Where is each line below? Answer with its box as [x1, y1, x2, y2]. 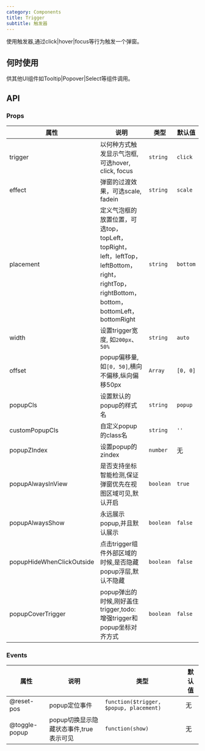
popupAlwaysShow [9, 518, 65, 527]
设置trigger [100, 326, 132, 334]
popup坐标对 [100, 622, 137, 631]
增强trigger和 [100, 613, 138, 622]
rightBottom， [100, 288, 140, 297]
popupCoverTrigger [9, 610, 66, 618]
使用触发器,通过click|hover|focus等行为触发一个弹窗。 [6, 38, 143, 45]
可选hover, [100, 159, 131, 167]
